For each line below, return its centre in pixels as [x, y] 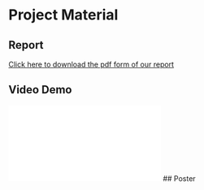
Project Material [63, 15]
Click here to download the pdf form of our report [91, 64]
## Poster [179, 178]
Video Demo [40, 90]
